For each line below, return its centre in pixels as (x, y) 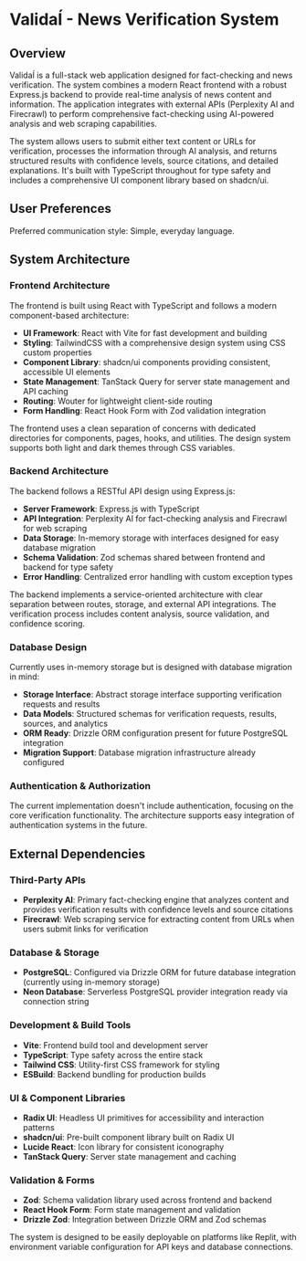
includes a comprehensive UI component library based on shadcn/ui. (139, 180)
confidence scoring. (47, 623)
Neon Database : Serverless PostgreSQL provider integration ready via (155, 992)
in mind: (25, 677)
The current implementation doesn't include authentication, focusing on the (152, 806)
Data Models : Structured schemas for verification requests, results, (149, 714)
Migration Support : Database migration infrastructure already (139, 752)
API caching (45, 391)
